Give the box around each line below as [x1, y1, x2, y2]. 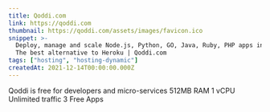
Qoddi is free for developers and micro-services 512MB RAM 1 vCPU [8, 86, 235, 95]
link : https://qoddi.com [8, 19, 92, 27]
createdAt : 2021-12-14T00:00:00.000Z [8, 64, 135, 72]
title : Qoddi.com [8, 11, 67, 20]
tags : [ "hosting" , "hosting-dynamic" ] [8, 57, 138, 65]
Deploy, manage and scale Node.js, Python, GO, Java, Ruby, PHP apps [15, 42, 253, 50]
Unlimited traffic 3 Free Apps [8, 94, 104, 104]
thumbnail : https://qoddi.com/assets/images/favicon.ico [8, 26, 203, 34]
